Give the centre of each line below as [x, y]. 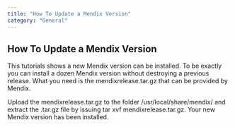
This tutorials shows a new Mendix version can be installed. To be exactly [115, 66]
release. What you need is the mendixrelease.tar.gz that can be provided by [118, 81]
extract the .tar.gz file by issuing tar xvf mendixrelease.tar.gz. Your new [111, 109]
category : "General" [38, 20]
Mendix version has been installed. [58, 117]
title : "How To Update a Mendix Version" [69, 14]
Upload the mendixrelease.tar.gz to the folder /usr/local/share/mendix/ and [116, 102]
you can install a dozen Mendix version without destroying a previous [108, 73]
